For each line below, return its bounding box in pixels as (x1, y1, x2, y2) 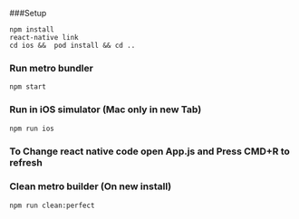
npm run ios (9, 124, 54, 133)
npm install (9, 25, 54, 34)
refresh (9, 156, 43, 168)
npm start (9, 82, 47, 91)
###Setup (9, 8, 47, 18)
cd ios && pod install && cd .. (9, 41, 136, 50)
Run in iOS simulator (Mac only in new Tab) (9, 103, 202, 116)
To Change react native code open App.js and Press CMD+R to (9, 145, 290, 157)
